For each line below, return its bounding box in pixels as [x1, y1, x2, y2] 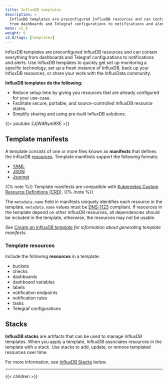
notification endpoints [12, 289, 58, 295]
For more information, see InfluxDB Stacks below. [5, 358, 107, 365]
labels [12, 284, 25, 290]
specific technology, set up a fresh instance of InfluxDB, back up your [5, 64, 149, 70]
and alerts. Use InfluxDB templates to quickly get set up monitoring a [5, 59, 147, 65]
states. [12, 105, 26, 111]
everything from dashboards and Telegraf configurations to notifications [5, 54, 154, 60]
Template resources [5, 242, 55, 249]
